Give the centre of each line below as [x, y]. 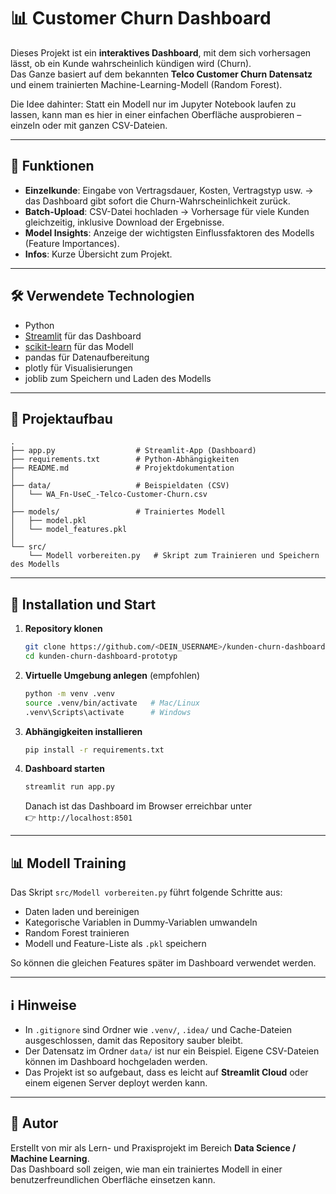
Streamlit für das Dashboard [83, 336]
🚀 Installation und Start [83, 604]
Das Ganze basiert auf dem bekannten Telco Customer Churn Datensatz [161, 74]
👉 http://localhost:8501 [78, 817]
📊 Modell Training [68, 863]
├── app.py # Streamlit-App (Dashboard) [133, 451]
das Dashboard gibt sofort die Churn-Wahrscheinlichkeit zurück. [157, 201]
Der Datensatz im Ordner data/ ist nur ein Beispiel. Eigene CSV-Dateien [172, 1051]
